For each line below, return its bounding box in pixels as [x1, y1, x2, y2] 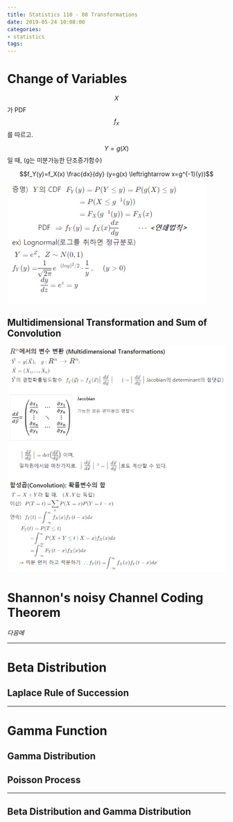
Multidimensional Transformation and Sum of [7, 317, 207, 329]
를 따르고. [7, 130, 33, 139]
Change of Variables [7, 71, 128, 87]
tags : [7, 40, 23, 48]
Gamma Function [7, 723, 107, 738]
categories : [7, 26, 42, 33]
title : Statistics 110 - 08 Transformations [7, 11, 138, 18]
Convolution [7, 328, 62, 340]
